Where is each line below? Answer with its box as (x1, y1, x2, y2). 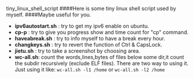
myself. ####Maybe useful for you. (6, 11, 91, 18)
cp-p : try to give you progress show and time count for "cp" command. (14, 29, 189, 36)
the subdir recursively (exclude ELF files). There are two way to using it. (14, 60, 189, 67)
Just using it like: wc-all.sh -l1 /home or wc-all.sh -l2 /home (14, 66, 165, 73)
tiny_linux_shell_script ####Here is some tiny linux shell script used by (6, 5, 176, 12)
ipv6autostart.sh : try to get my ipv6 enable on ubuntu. (14, 23, 149, 29)
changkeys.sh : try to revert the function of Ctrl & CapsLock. (14, 41, 163, 48)
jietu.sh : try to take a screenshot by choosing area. (14, 47, 141, 54)
